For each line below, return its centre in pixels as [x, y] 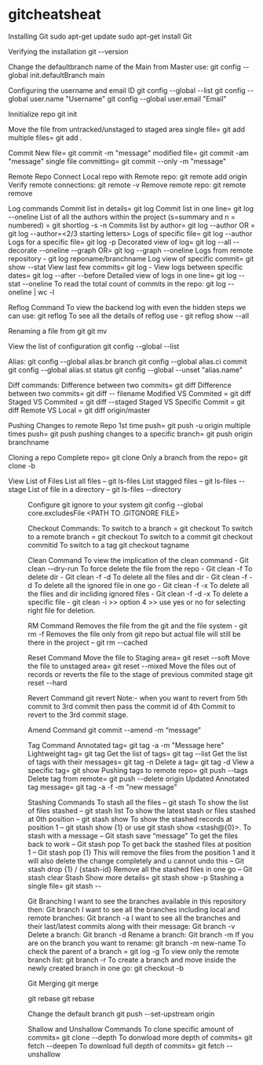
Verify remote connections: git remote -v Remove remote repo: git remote [127, 185]
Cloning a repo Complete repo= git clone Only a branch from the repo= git [128, 457]
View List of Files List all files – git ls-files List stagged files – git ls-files [122, 481]
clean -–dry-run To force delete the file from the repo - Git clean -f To [140, 568]
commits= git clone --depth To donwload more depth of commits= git [140, 1037]
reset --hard [47, 682]
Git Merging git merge [63, 983]
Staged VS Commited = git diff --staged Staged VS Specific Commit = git [127, 401]
